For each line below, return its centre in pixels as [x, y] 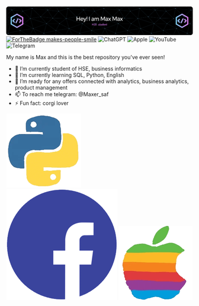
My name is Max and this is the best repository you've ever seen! [86, 58]
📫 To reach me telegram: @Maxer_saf [62, 94]
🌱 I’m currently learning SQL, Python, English [69, 75]
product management [41, 88]
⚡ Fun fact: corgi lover [42, 103]
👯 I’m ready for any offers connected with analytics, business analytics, [102, 81]
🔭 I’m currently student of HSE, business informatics [78, 69]
